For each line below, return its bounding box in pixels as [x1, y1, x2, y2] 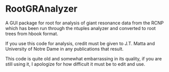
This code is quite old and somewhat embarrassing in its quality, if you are [5, 55, 162, 61]
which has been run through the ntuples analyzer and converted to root [5, 25, 156, 31]
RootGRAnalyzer [5, 3, 78, 15]
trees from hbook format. [5, 30, 58, 37]
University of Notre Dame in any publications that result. [5, 46, 124, 52]
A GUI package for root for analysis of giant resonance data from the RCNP [5, 20, 164, 26]
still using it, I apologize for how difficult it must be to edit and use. [5, 61, 145, 67]
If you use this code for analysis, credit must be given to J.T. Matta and [5, 40, 155, 46]
